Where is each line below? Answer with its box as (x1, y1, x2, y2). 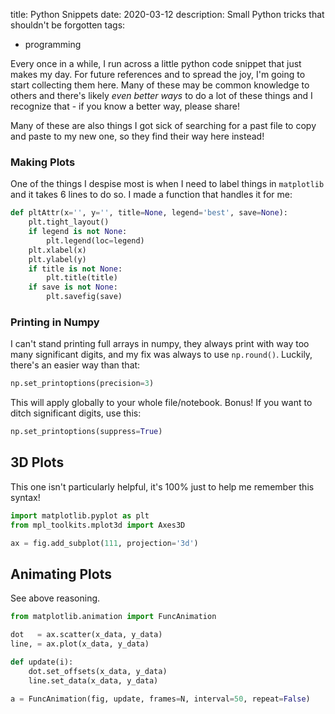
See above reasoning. (10, 592, 101, 604)
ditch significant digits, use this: (10, 407, 142, 419)
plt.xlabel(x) (28, 245, 87, 255)
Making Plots (10, 155, 76, 169)
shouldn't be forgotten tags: (10, 19, 126, 31)
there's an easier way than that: (10, 359, 141, 371)
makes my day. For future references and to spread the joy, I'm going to (10, 69, 306, 80)
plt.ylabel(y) (28, 254, 87, 264)
